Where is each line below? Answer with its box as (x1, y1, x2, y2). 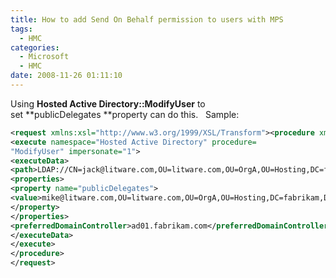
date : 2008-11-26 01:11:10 (10, 71, 123, 81)
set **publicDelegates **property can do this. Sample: (10, 108, 240, 120)
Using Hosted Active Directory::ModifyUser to (10, 97, 206, 110)
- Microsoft (19, 52, 70, 62)
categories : (10, 42, 60, 53)
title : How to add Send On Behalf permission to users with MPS (10, 14, 284, 25)
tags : (10, 24, 33, 34)
